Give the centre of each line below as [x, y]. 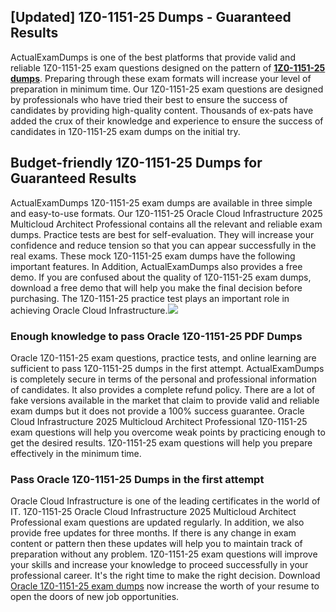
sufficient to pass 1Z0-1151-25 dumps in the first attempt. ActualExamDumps [167, 368]
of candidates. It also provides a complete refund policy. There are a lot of [163, 389]
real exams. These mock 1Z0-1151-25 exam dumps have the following [153, 256]
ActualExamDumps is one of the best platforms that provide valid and [153, 57]
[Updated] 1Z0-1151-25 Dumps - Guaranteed [151, 17]
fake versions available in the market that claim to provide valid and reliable [165, 400]
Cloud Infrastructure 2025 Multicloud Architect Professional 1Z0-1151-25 [159, 421]
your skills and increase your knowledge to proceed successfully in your [159, 565]
